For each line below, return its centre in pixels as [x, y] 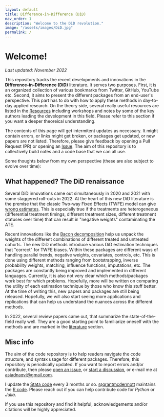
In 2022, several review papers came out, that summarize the [67, 316]
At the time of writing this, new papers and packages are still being [72, 291]
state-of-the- [143, 316]
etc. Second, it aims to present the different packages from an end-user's [79, 95]
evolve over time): [23, 166]
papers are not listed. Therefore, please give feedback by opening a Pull [78, 141]
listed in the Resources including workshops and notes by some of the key [80, 111]
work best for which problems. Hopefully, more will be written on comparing [82, 281]
